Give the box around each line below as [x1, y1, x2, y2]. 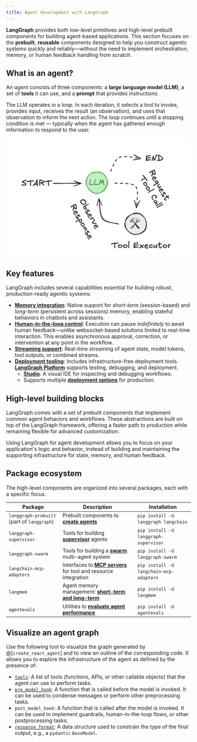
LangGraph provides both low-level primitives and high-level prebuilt [6, 26, 173, 33]
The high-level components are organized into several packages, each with [6, 484, 188, 491]
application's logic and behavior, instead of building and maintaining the [6, 445, 180, 452]
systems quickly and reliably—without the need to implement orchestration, [6, 45, 189, 52]
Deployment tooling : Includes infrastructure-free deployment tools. [14, 358, 179, 365]
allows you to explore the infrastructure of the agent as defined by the [6, 656, 175, 663]
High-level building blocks [6, 393, 104, 403]
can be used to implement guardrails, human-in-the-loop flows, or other [14, 711, 189, 718]
